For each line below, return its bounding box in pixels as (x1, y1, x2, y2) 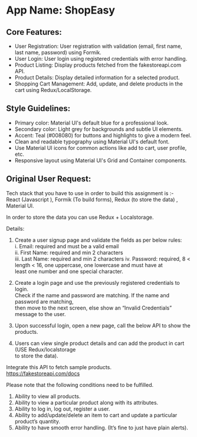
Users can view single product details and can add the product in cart (14, 340, 185, 347)
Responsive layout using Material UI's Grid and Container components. (14, 157, 187, 164)
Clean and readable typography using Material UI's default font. (14, 138, 170, 145)
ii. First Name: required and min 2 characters (14, 249, 123, 256)
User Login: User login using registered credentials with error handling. (14, 55, 188, 62)
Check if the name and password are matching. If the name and (14, 291, 170, 298)
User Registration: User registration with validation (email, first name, (14, 42, 183, 50)
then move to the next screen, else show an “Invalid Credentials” (14, 304, 172, 311)
